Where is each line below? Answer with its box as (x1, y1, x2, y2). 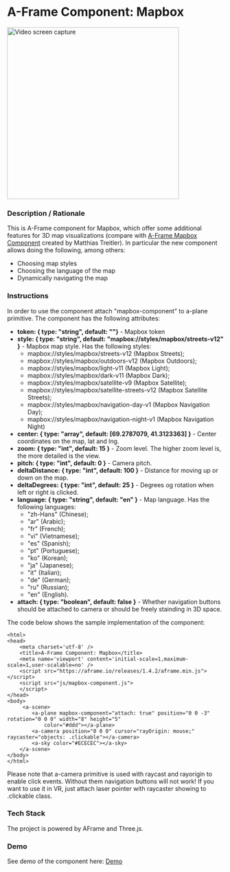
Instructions (7, 291, 49, 301)
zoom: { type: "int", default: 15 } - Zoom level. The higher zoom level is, (16, 444, 222, 452)
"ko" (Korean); (27, 554, 69, 562)
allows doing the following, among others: (7, 246, 126, 254)
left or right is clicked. (16, 488, 79, 496)
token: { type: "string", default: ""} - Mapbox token (16, 327, 165, 335)
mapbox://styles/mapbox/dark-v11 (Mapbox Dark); (27, 371, 170, 379)
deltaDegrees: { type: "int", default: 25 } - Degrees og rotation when (16, 480, 214, 489)
